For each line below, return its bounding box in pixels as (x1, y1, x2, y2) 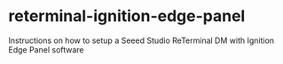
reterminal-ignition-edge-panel (8, 6, 246, 26)
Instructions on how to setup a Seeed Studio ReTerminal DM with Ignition (8, 35, 275, 46)
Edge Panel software (8, 44, 85, 54)
